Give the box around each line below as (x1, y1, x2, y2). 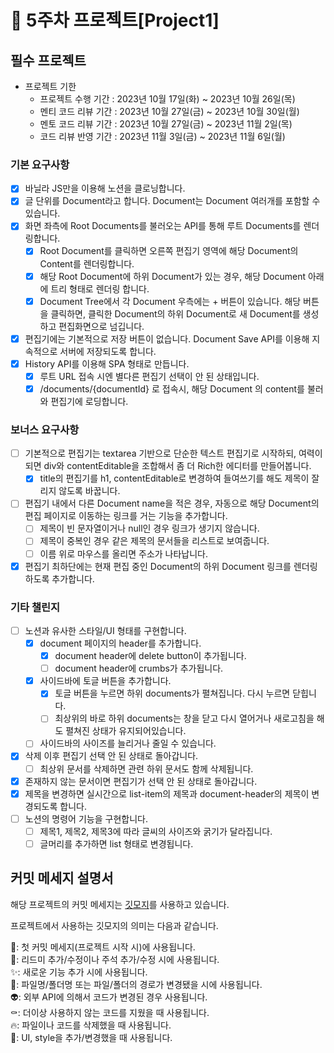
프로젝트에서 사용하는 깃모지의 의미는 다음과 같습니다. (10, 919, 219, 931)
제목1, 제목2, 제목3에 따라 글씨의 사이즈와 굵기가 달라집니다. (39, 825, 273, 837)
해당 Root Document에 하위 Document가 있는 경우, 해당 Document (39, 270, 306, 282)
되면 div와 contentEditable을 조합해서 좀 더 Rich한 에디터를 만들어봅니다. (24, 460, 312, 472)
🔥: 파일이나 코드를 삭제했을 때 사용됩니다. (10, 1019, 172, 1031)
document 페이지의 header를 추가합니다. (39, 637, 202, 650)
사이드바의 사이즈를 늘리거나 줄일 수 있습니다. (39, 737, 217, 750)
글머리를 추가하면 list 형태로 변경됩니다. (39, 837, 194, 850)
